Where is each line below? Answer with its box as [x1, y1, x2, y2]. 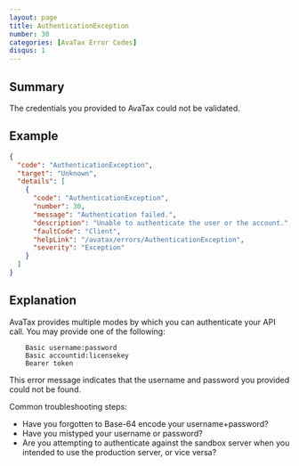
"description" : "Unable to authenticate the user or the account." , [32, 218, 293, 227]
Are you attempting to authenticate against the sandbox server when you [21, 437, 290, 448]
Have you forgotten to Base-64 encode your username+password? [21, 418, 269, 429]
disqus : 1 [9, 46, 46, 55]
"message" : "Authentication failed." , [32, 210, 177, 219]
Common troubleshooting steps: [9, 401, 127, 412]
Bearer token [25, 358, 74, 368]
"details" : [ [17, 177, 66, 186]
